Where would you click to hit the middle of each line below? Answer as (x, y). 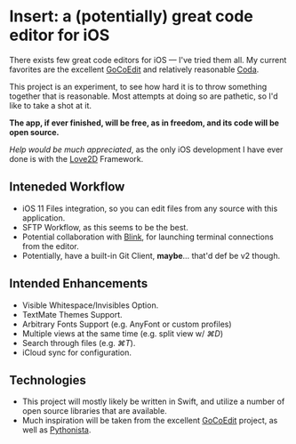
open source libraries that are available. (94, 411)
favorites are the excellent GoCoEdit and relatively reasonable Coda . (134, 69)
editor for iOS (60, 35)
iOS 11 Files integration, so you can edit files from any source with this (150, 208)
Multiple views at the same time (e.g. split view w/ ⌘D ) (123, 333)
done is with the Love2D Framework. (76, 158)
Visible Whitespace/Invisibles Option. (90, 305)
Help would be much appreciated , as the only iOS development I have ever (146, 149)
